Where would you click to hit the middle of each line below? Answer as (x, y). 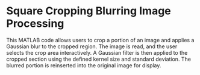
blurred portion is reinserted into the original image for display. (84, 65)
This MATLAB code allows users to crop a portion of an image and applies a (100, 40)
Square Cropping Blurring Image (89, 11)
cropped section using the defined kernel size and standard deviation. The (99, 59)
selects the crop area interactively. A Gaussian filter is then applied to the (97, 52)
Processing (35, 24)
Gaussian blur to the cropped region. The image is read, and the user (92, 46)
